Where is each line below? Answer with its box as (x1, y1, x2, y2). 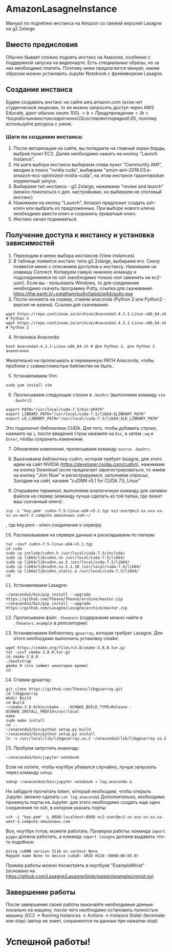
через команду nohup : (6, 769, 53, 775)
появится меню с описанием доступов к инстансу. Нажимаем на (13, 263, 157, 269)
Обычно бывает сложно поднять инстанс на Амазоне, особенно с (6, 54, 150, 60)
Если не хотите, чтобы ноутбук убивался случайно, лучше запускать (6, 764, 157, 770)
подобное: (11, 839, 35, 845)
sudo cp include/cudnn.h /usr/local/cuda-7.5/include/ (6, 550, 125, 556)
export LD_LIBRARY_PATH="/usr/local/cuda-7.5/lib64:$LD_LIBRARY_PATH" (6, 416, 160, 421)
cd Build (6, 700, 25, 705)
